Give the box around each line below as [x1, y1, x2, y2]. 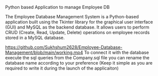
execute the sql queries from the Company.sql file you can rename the [5, 55, 150, 61]
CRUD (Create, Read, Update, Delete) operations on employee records [5, 30, 150, 35]
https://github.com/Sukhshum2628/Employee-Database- [5, 44, 123, 50]
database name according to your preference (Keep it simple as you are [5, 60, 153, 66]
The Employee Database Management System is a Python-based [5, 14, 139, 19]
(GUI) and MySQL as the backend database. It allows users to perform [5, 24, 150, 30]
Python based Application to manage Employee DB [5, 4, 110, 10]
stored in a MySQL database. [5, 35, 65, 40]
